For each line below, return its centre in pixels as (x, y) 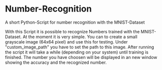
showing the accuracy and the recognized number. (56, 62)
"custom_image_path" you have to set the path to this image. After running (80, 47)
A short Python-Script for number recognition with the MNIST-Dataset (75, 22)
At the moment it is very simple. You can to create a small (80, 37)
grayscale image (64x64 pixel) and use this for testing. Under (66, 42)
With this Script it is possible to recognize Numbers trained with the (72, 31)
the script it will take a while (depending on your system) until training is (77, 52)
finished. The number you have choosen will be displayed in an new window (81, 57)
